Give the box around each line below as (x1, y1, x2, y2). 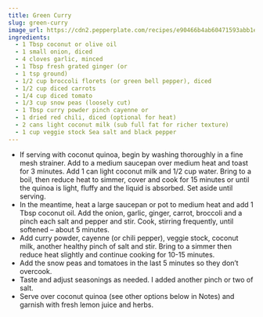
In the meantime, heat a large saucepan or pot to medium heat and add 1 (19, 199, 254, 209)
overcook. (19, 266, 52, 275)
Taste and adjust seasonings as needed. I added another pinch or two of (19, 275, 254, 284)
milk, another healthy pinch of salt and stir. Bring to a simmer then (19, 241, 232, 251)
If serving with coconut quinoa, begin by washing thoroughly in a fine (19, 150, 243, 159)
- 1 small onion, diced (15, 48, 92, 56)
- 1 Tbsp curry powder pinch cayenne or (15, 107, 149, 115)
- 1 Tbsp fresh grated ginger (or (15, 63, 128, 71)
